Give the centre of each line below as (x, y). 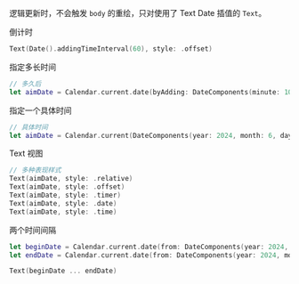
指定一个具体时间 (40, 110)
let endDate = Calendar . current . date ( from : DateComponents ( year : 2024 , (145, 255)
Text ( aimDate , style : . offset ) (67, 187)
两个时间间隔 (32, 230)
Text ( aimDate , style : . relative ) (71, 179)
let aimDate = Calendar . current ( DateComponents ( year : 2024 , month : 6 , (143, 135)
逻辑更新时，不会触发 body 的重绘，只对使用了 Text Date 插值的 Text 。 (138, 13)
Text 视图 (26, 153)
